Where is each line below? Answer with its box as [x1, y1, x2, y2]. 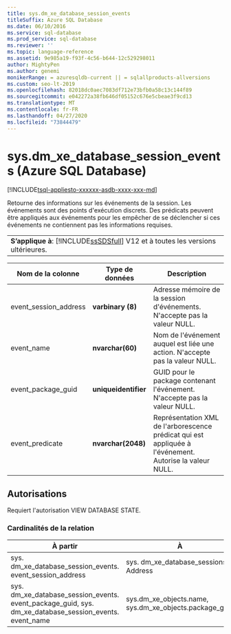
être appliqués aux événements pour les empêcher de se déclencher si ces [7, 214, 221, 222]
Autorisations [7, 488, 67, 499]
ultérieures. [10, 245, 47, 254]
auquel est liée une [153, 339, 214, 349]
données [104, 273, 135, 283]
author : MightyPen [7, 61, 60, 68]
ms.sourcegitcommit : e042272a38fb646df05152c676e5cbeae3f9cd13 [7, 94, 192, 100]
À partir [52, 541, 78, 551]
